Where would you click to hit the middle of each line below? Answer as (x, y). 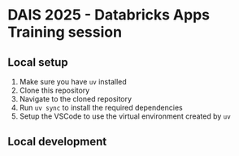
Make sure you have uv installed (73, 82)
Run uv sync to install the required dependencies (101, 108)
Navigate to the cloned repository (75, 99)
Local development (57, 142)
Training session (65, 32)
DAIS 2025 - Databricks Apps (109, 15)
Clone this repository (54, 90)
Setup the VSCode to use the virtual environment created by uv (125, 116)
